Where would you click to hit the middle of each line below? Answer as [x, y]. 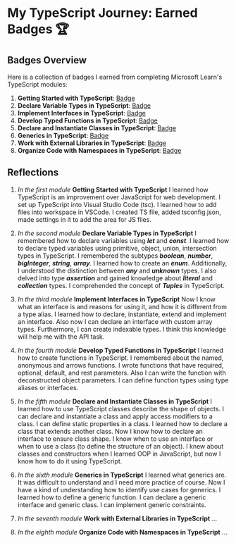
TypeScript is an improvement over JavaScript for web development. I [119, 197]
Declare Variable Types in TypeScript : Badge [84, 106]
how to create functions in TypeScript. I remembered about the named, [120, 358]
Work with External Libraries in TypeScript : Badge [92, 143]
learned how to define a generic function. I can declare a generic [112, 497]
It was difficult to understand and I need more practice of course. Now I [121, 482]
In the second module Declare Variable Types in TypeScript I [107, 233]
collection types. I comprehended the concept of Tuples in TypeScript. [121, 285]
